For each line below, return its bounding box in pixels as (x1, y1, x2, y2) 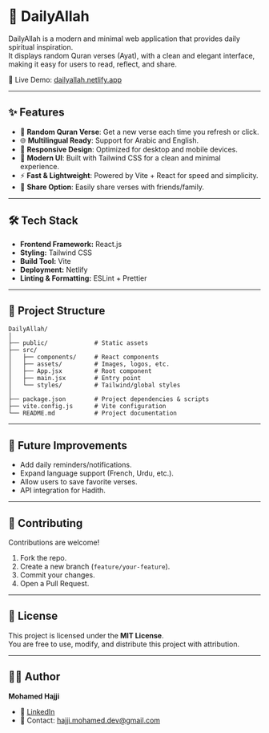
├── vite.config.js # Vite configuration (8, 403, 167, 411)
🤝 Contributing (8, 516, 83, 530)
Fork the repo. (19, 553, 67, 562)
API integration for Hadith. (19, 485, 106, 496)
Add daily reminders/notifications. (19, 460, 132, 470)
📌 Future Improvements (8, 439, 128, 452)
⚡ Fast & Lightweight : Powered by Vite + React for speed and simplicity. (19, 170, 259, 180)
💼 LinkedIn (19, 707, 55, 716)
